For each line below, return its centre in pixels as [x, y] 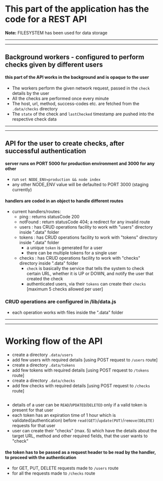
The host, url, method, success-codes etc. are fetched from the [76, 104]
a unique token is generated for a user [65, 248]
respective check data [34, 119]
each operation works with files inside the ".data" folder [68, 312]
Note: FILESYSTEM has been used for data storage [56, 33]
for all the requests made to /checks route [54, 473]
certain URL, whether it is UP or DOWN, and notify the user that [90, 274]
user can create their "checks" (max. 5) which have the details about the [84, 430]
